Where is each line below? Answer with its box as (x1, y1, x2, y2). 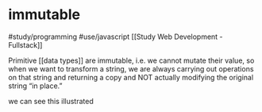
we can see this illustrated (8, 96, 94, 106)
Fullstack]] (8, 40, 43, 49)
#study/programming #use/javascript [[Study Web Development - (8, 32, 224, 41)
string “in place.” (8, 81, 63, 91)
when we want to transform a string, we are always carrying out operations (8, 64, 254, 73)
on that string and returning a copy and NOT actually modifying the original (8, 72, 254, 82)
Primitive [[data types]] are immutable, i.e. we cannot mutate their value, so (8, 56, 255, 65)
